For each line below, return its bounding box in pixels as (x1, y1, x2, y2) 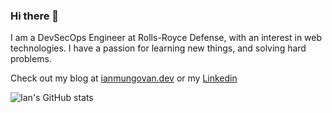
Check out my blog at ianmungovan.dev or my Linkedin (10, 72, 238, 84)
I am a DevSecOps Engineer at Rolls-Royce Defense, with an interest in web (10, 32, 323, 44)
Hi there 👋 (10, 9, 60, 23)
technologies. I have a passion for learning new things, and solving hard (10, 42, 307, 54)
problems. (10, 53, 52, 65)
